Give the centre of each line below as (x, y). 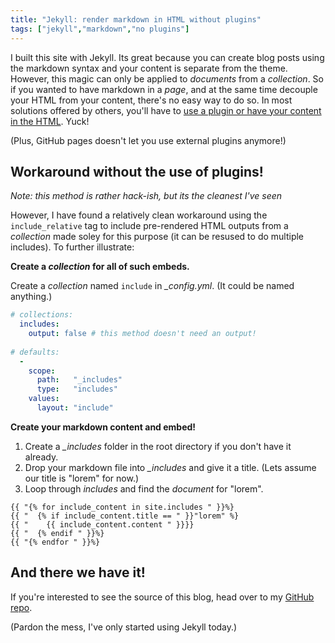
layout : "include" (75, 408)
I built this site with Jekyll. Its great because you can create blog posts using (167, 57)
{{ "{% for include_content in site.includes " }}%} (122, 507)
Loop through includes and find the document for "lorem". (144, 488)
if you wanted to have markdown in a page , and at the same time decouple (164, 89)
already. (41, 457)
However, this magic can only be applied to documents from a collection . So (167, 78)
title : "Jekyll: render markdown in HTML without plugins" (136, 19)
